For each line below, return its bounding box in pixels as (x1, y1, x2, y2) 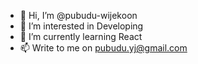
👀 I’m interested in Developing (19, 20, 144, 32)
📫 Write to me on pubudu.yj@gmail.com (19, 42, 188, 54)
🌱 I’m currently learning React (19, 31, 143, 42)
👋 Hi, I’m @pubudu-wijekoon (19, 10, 138, 21)
